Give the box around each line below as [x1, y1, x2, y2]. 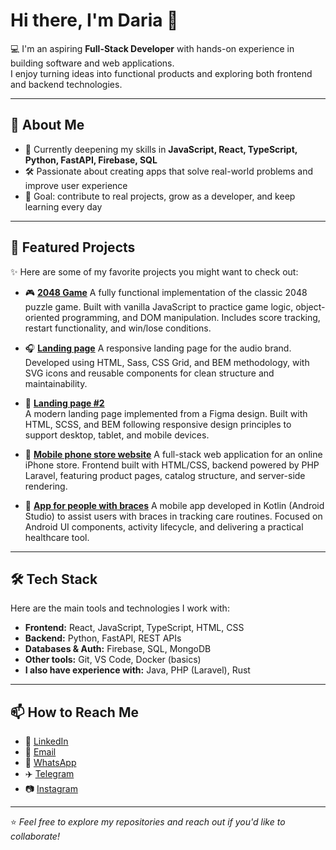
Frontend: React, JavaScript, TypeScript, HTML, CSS [24, 622, 245, 634]
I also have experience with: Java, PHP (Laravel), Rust [24, 664, 251, 676]
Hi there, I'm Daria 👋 [10, 9, 179, 32]
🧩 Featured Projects [10, 239, 136, 256]
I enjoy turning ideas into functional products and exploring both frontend [10, 67, 313, 79]
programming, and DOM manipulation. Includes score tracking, [61, 311, 321, 323]
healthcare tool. [24, 531, 90, 543]
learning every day [24, 200, 103, 213]
